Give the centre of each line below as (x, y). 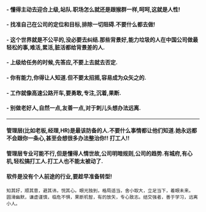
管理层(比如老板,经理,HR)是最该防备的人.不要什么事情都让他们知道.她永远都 (102, 131)
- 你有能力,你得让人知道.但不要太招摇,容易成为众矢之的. (76, 77)
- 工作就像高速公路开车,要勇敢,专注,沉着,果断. (64, 93)
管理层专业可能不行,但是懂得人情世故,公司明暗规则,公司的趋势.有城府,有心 (100, 153)
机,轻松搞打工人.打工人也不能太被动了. (55, 161)
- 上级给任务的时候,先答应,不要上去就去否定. (62, 62)
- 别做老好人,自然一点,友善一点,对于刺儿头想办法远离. (74, 108)
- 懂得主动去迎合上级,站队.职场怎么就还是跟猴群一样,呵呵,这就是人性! (93, 9)
